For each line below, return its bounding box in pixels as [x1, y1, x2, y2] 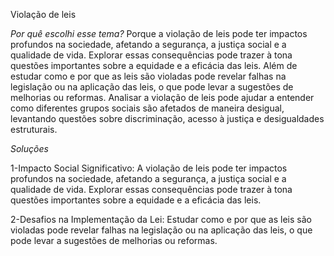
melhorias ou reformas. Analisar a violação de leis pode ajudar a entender [10, 92, 315, 103]
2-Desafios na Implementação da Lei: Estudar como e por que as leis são [10, 214, 312, 225]
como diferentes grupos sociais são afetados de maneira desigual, [10, 102, 285, 114]
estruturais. [10, 124, 58, 135]
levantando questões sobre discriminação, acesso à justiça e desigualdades [10, 113, 325, 124]
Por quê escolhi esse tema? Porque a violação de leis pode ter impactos [10, 28, 308, 39]
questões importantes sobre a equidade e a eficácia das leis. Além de [10, 60, 298, 71]
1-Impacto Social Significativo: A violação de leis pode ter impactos [10, 162, 288, 174]
